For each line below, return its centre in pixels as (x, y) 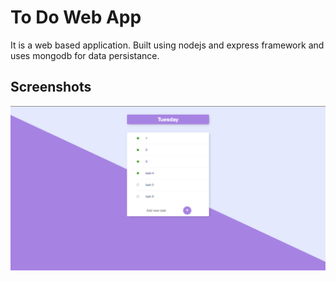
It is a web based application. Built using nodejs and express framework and (167, 45)
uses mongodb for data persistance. (85, 55)
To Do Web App (76, 17)
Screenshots (51, 87)
